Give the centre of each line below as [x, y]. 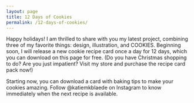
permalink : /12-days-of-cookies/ [47, 22]
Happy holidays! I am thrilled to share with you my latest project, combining [97, 39]
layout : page [22, 11]
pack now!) [20, 70]
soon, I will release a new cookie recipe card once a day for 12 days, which [97, 51]
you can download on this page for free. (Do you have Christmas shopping [96, 58]
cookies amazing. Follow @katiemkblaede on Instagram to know [84, 88]
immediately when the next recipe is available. [62, 94]
